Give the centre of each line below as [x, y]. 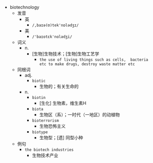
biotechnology [25, 7]
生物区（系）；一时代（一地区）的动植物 [79, 115]
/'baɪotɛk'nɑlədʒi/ [52, 37]
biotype [40, 132]
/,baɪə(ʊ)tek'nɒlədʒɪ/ [55, 25]
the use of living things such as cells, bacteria [94, 60]
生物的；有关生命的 [59, 86]
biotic [39, 81]
